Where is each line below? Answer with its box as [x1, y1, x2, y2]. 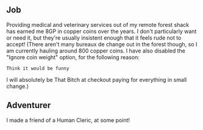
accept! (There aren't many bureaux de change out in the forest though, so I [6, 40, 198, 48]
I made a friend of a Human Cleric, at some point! [6, 116, 130, 124]
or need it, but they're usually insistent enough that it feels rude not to [6, 34, 182, 42]
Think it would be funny [6, 65, 69, 71]
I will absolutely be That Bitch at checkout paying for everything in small [6, 76, 187, 83]
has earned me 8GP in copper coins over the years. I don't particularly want [6, 27, 197, 35]
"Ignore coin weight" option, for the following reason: [6, 53, 140, 60]
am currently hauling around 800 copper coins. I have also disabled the [6, 47, 186, 54]
